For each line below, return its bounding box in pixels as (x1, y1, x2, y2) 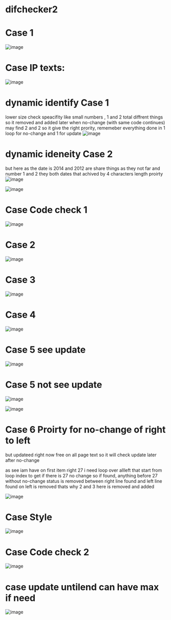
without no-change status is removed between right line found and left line (5, 478, 162, 484)
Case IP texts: (5, 62, 65, 74)
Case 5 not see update (5, 379, 102, 391)
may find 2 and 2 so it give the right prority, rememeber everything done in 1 (5, 125, 165, 131)
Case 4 (5, 309, 36, 320)
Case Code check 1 (5, 204, 88, 216)
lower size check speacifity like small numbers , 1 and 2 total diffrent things (5, 114, 163, 120)
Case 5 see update (5, 344, 86, 355)
